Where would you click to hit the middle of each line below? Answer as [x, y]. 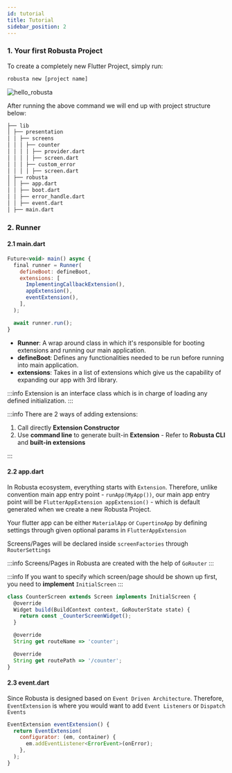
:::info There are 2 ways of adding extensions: [73, 414]
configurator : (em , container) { [68, 738]
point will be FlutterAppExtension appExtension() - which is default [104, 502]
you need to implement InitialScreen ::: [65, 584]
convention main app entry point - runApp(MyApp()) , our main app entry [108, 494]
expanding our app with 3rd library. [67, 380]
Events [17, 712]
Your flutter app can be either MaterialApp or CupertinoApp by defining [107, 523]
